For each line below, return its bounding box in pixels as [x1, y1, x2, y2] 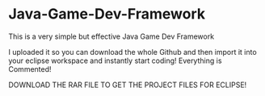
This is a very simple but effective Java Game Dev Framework [8, 31, 215, 41]
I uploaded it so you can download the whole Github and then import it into [8, 47, 257, 56]
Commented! [8, 64, 52, 73]
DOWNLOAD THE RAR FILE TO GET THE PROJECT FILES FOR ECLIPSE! [8, 80, 247, 90]
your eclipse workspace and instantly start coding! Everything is [8, 56, 222, 65]
